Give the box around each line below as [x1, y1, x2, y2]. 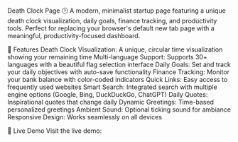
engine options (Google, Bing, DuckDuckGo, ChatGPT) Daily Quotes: [7, 90, 208, 98]
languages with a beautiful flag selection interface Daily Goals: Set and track [7, 60, 231, 69]
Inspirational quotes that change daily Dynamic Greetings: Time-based [7, 98, 215, 106]
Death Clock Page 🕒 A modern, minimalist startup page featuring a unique [7, 6, 226, 15]
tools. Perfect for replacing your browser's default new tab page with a [7, 24, 215, 32]
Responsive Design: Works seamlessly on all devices [7, 113, 162, 121]
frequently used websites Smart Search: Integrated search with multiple [7, 83, 218, 91]
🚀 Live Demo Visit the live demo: [7, 126, 102, 135]
